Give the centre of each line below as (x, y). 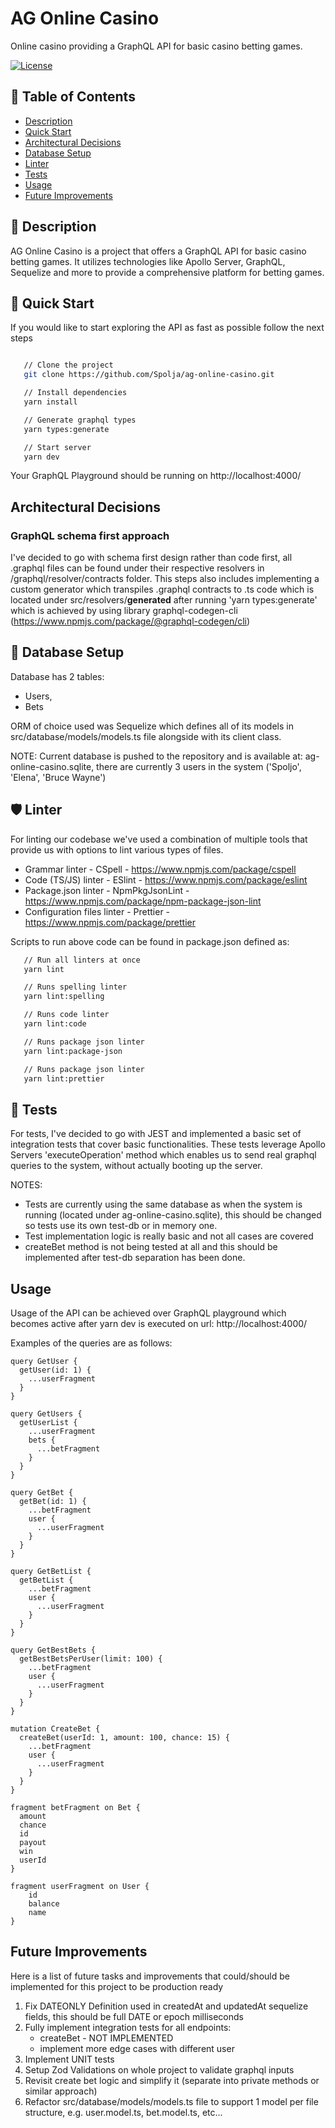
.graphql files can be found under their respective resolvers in (137, 568)
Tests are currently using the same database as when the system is (163, 1204)
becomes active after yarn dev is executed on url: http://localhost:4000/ (159, 1324)
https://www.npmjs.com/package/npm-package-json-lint (143, 901)
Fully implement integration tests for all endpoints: (128, 2027)
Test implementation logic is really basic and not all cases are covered (169, 1236)
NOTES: (26, 1185)
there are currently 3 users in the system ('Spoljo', (199, 766)
